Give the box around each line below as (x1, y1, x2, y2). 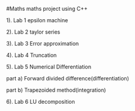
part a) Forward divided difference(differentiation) (6, 75, 129, 82)
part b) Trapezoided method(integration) (6, 86, 106, 94)
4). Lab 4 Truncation (6, 52, 57, 59)
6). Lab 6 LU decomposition (6, 98, 75, 105)
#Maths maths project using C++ (6, 5, 88, 12)
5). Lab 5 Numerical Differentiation (6, 63, 92, 70)
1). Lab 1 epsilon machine (6, 17, 68, 23)
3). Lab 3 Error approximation (6, 40, 79, 47)
